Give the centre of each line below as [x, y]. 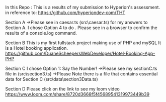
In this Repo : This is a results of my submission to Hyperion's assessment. [82, 7]
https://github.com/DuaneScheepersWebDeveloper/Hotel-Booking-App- [80, 53]
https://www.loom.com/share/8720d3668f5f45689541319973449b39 [77, 94]
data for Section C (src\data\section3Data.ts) [52, 79]
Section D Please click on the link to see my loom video [62, 89]
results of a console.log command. [41, 33]
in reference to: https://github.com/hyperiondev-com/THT [65, 13]
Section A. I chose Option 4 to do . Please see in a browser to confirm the [81, 28]
